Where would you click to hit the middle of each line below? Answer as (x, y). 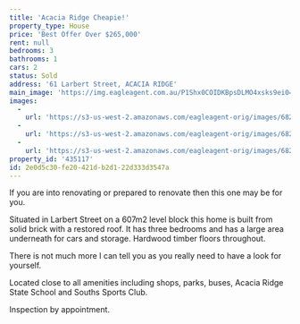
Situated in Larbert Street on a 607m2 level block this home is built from (141, 219)
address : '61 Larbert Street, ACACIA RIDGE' (93, 84)
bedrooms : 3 (31, 51)
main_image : (31, 92)
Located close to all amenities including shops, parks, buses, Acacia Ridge (146, 283)
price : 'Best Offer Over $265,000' (75, 34)
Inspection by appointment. (59, 310)
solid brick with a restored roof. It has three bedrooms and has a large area (146, 229)
